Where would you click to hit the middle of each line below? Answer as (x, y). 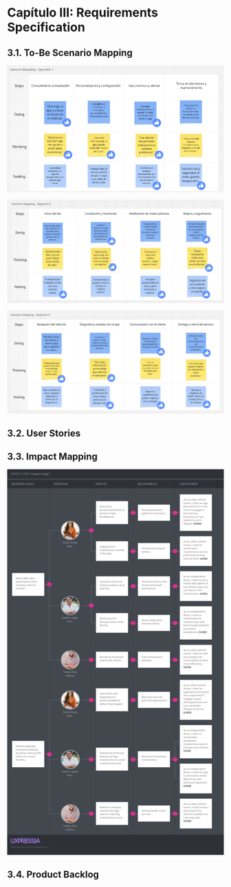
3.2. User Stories (44, 433)
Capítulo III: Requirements (83, 13)
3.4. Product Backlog (53, 874)
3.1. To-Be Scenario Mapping (70, 53)
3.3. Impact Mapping (53, 457)
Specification (46, 27)
